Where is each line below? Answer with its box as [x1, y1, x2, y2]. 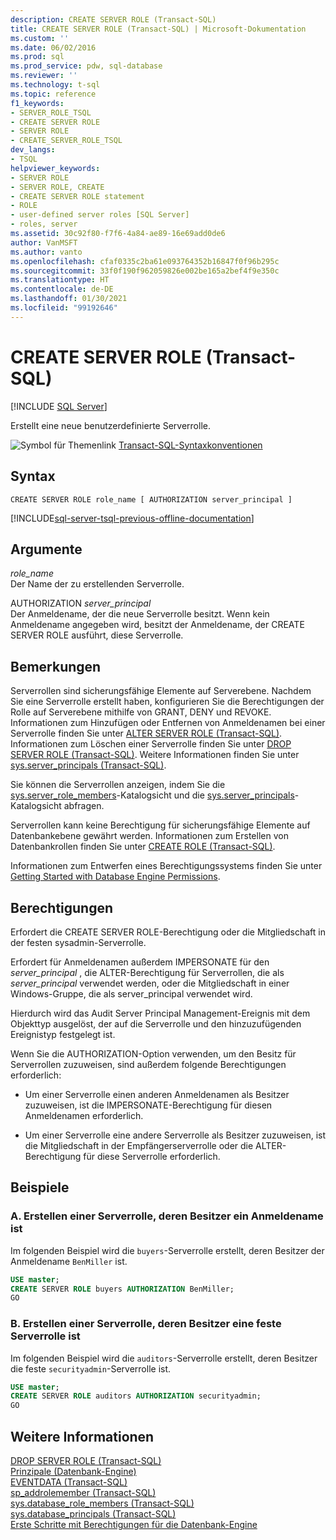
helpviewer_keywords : [10, 163, 101, 173]
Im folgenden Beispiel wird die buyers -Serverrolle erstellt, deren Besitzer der [10, 1244, 325, 1256]
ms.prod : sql [10, 52, 65, 62]
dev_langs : [10, 145, 56, 155]
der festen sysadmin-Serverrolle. [10, 936, 147, 948]
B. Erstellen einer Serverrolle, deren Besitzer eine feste [10, 1317, 282, 1331]
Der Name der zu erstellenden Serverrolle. [10, 578, 185, 590]
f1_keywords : [10, 98, 65, 108]
